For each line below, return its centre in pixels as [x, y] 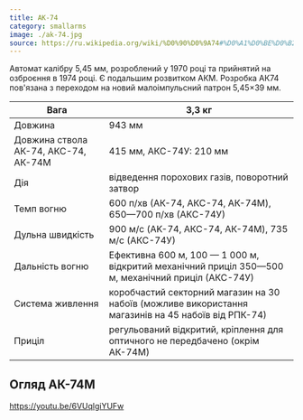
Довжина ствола [51, 140]
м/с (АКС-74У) [142, 240]
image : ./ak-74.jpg [46, 34]
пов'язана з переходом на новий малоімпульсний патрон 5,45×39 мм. [145, 88]
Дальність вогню [51, 266]
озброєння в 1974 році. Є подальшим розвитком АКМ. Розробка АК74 [144, 79]
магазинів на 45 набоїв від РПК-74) [188, 315]
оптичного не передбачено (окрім [184, 341]
